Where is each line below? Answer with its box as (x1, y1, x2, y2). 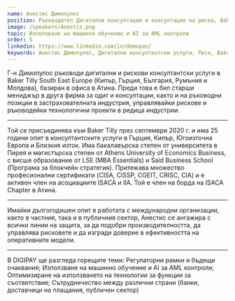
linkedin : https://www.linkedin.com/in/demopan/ (7, 43, 152, 50)
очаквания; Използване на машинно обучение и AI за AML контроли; (7, 263, 215, 272)
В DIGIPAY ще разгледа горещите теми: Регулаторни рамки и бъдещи (7, 255, 215, 264)
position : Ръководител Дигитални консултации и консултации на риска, (7, 17, 218, 24)
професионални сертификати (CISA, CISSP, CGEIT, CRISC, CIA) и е (7, 170, 205, 179)
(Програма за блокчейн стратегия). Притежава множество (7, 163, 185, 172)
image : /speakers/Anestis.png (7, 23, 96, 30)
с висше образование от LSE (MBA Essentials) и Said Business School (7, 156, 213, 164)
